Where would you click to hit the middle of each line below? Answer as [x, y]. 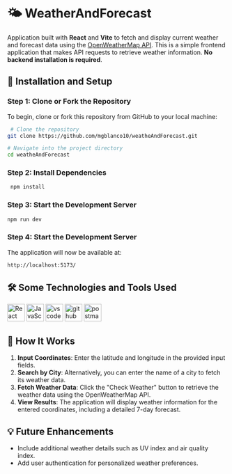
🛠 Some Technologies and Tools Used [92, 288]
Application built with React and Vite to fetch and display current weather [113, 37]
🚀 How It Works [41, 341]
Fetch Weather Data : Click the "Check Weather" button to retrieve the [118, 388]
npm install [28, 187]
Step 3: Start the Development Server [72, 205]
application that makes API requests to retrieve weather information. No [110, 52]
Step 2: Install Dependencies [57, 173]
